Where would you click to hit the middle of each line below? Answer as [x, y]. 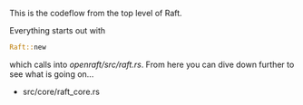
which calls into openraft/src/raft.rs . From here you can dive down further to [152, 64]
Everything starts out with [58, 30]
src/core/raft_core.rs [61, 91]
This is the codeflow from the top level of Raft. [96, 13]
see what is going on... [52, 74]
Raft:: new [28, 47]
